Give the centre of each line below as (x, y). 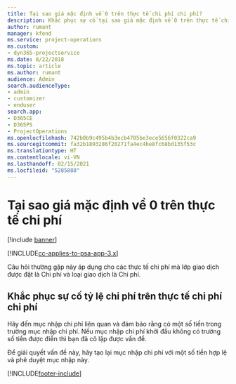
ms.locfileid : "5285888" (44, 170)
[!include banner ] (32, 239)
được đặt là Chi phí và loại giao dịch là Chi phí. (74, 274)
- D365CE (20, 118)
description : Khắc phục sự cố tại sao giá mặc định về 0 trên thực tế (113, 20)
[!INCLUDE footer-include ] (45, 373)
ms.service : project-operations (54, 40)
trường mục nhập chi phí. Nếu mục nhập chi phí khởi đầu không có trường (114, 331)
